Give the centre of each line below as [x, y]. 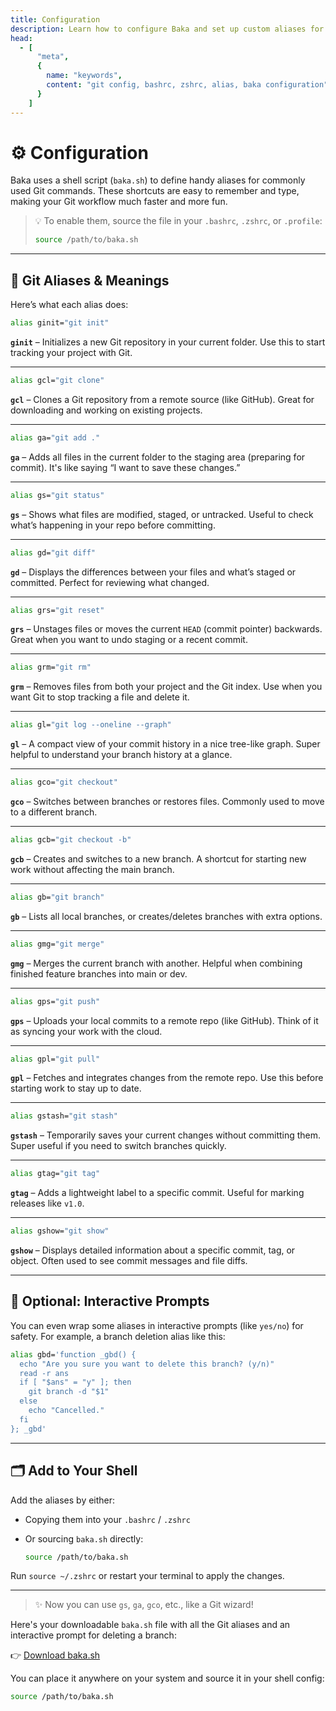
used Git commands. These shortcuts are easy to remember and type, [155, 191]
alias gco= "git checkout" [64, 782]
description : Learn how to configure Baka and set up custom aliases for [167, 29]
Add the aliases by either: [63, 1500]
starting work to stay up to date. [76, 1088]
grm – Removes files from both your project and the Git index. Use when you [166, 687]
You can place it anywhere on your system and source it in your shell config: [167, 1678]
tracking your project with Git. [71, 352]
